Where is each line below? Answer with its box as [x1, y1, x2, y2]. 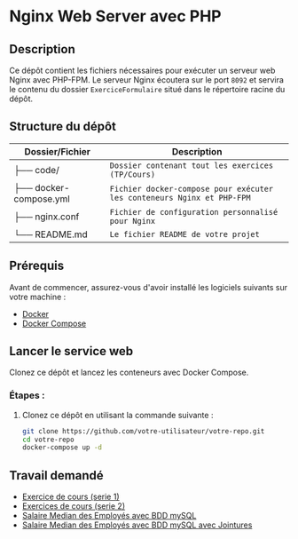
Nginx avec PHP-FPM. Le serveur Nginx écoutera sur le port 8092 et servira [9, 75, 284, 85]
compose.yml [13, 193, 71, 205]
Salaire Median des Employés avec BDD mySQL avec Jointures [21, 519, 253, 530]
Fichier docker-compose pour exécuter [109, 184, 273, 194]
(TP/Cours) [109, 169, 156, 179]
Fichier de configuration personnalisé [109, 207, 278, 217]
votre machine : [9, 291, 67, 302]
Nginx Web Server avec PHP [9, 6, 222, 27]
